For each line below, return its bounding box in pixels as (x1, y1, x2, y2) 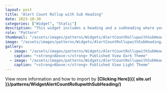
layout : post (5, 7, 32, 12)
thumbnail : (5, 35, 28, 40)
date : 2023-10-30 (5, 16, 41, 21)
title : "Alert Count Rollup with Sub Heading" (5, 12, 103, 17)
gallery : (5, 44, 23, 49)
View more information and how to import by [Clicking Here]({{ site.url (5, 76, 151, 82)
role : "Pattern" (5, 30, 39, 35)
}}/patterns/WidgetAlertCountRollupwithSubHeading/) (5, 81, 122, 87)
